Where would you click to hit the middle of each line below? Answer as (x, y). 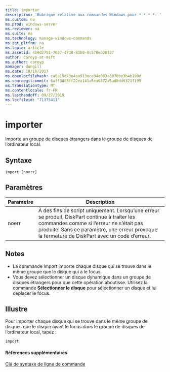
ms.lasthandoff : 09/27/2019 (35, 95)
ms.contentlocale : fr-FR (31, 90)
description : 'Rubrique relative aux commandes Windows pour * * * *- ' (83, 15)
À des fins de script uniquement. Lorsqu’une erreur (99, 210)
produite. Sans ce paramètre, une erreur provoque (98, 229)
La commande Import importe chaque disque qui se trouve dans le (82, 266)
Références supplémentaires (36, 353)
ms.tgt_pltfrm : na (25, 43)
